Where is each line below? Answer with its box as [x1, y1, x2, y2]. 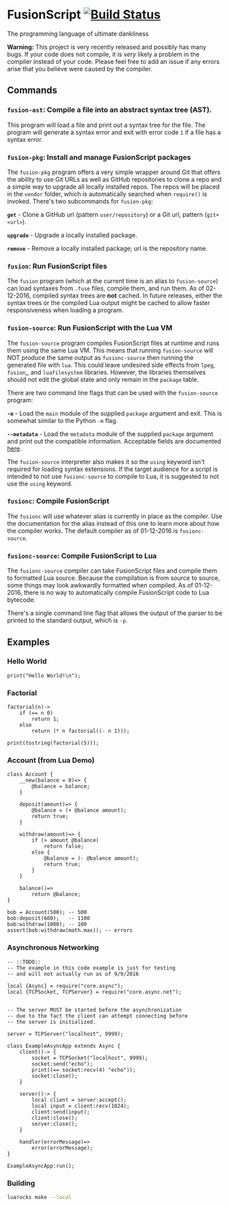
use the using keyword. [7, 479, 73, 487]
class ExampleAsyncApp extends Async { [7, 1042, 121, 1049]
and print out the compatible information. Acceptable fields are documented [7, 437, 221, 445]
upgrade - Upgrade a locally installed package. [7, 230, 137, 239]
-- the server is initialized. [7, 1018, 96, 1025]
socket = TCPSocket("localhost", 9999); [31, 1054, 148, 1061]
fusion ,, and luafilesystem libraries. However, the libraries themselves [7, 367, 206, 376]
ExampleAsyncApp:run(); [7, 1162, 75, 1169]
